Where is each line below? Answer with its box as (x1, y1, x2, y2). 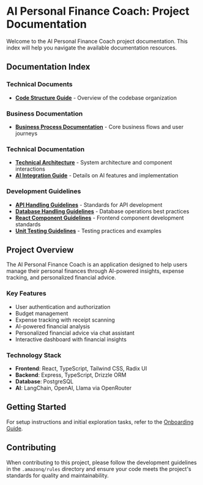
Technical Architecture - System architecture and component (15, 159, 172, 166)
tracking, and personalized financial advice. (6, 274, 116, 281)
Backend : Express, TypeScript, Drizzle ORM (15, 371, 127, 379)
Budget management (15, 309, 68, 317)
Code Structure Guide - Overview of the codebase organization (15, 94, 177, 102)
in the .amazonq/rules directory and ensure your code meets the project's (6, 465, 191, 472)
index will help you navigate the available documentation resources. (6, 44, 177, 51)
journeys (15, 130, 38, 137)
